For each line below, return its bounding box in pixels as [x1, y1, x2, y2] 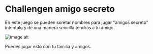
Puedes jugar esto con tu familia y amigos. [5, 43, 92, 49]
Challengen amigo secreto [5, 3, 115, 15]
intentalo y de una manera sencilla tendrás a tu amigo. [5, 24, 115, 30]
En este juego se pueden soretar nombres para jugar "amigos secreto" [5, 19, 149, 25]
